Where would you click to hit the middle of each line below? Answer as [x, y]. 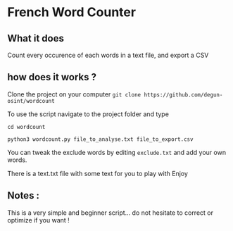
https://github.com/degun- [183, 95]
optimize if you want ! [39, 220]
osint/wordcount [31, 101]
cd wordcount [26, 127]
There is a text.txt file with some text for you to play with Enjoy [98, 173]
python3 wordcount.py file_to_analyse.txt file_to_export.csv [100, 139]
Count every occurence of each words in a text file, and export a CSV [108, 55]
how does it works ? [52, 77]
